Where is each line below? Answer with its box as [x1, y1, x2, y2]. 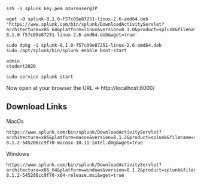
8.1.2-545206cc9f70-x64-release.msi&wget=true [6, 172, 124, 178]
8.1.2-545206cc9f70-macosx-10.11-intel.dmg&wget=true [6, 140, 144, 146]
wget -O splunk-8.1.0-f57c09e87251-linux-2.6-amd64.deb [6, 16, 148, 22]
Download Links [6, 102, 68, 112]
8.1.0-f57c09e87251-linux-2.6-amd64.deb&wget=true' [6, 32, 138, 38]
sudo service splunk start [6, 74, 74, 80]
